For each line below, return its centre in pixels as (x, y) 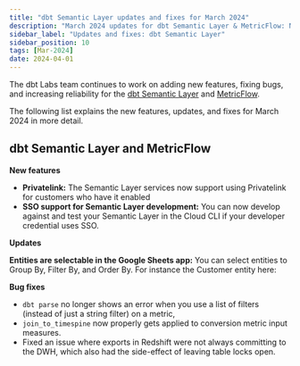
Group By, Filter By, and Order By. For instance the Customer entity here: (143, 270)
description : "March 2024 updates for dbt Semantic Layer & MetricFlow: (147, 26)
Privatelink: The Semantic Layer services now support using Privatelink (154, 187)
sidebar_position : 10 (50, 42)
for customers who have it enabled (86, 196)
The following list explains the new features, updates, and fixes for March (144, 111)
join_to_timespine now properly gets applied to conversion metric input (155, 323)
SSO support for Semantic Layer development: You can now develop (151, 206)
